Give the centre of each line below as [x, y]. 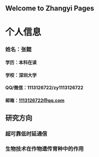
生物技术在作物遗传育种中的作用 [45, 149]
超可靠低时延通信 [26, 134]
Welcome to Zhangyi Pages [50, 8]
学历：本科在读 [21, 62]
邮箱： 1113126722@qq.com [35, 100]
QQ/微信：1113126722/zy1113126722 [44, 88]
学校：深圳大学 [21, 75]
